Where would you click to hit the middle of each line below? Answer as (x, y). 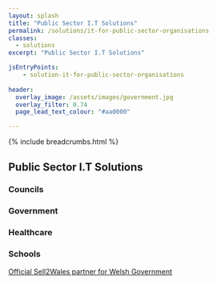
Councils (26, 190)
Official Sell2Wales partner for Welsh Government (90, 271)
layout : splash (34, 16)
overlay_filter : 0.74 (52, 105)
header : (21, 90)
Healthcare (30, 233)
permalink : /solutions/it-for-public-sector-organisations (109, 30)
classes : (23, 38)
